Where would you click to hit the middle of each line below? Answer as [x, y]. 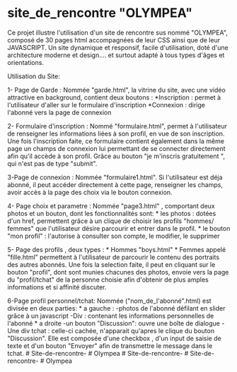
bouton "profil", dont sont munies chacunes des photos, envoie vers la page [118, 272]
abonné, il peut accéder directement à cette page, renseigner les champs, [115, 184]
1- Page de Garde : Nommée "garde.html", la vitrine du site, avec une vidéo [117, 90]
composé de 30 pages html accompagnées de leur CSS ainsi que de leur [114, 40]
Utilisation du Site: [34, 76]
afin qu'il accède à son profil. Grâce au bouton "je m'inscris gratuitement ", [116, 156]
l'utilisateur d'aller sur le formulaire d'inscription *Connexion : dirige [106, 104]
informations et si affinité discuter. [57, 287]
